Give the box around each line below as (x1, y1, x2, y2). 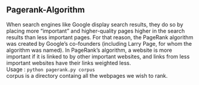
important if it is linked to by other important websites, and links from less (6, 52, 190, 60)
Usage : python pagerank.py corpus (6, 66, 95, 73)
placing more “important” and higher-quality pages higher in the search (6, 27, 185, 34)
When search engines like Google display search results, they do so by (6, 20, 184, 28)
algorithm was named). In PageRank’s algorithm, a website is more (6, 46, 172, 54)
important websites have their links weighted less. (6, 59, 132, 66)
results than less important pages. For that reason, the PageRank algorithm (6, 33, 194, 41)
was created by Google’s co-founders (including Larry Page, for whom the (6, 40, 192, 47)
